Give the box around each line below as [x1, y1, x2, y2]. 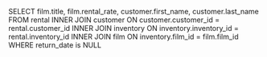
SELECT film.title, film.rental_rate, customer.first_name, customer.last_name [8, 7, 260, 16]
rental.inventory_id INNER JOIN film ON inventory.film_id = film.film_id [8, 32, 239, 41]
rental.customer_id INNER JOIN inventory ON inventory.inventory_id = [8, 24, 240, 32]
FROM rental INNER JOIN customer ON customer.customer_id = [8, 15, 220, 25]
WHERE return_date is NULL [8, 40, 102, 50]
